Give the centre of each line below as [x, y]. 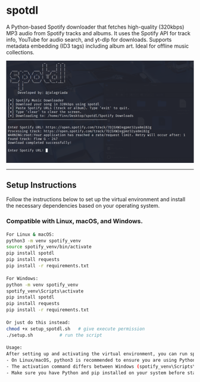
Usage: [14, 348]
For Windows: [22, 278]
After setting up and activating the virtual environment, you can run [97, 354]
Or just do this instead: [38, 322]
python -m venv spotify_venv [42, 285]
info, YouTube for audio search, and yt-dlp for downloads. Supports [89, 39]
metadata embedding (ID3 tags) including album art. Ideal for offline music [98, 46]
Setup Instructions [41, 185]
